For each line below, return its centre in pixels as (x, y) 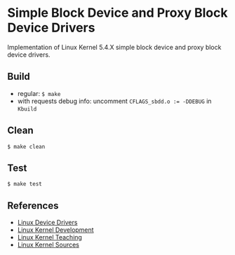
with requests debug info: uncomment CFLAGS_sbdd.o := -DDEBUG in (114, 101)
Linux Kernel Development (55, 230)
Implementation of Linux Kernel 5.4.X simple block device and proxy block (114, 47)
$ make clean (26, 146)
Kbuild (27, 109)
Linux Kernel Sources (48, 245)
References (33, 206)
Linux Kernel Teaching (50, 237)
